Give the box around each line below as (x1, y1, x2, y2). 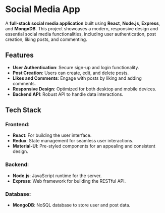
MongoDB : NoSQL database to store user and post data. (12, 202, 131, 208)
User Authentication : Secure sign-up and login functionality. (12, 64, 140, 70)
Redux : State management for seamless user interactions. (12, 138, 134, 144)
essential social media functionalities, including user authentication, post (5, 31, 156, 37)
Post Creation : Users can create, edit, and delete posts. (12, 70, 129, 76)
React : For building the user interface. (12, 132, 92, 138)
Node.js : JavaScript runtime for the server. (12, 173, 102, 179)
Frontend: (5, 121, 30, 128)
